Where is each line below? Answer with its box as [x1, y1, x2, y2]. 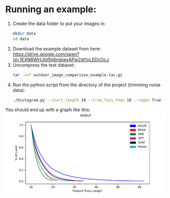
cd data [12, 36, 29, 41]
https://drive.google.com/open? [12, 51, 80, 57]
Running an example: [5, 4, 97, 15]
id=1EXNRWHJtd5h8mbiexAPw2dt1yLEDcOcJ [12, 56, 109, 62]
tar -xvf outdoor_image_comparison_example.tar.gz [12, 72, 123, 78]
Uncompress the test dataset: [12, 62, 75, 68]
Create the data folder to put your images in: [12, 20, 106, 27]
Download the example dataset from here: [12, 45, 101, 52]
